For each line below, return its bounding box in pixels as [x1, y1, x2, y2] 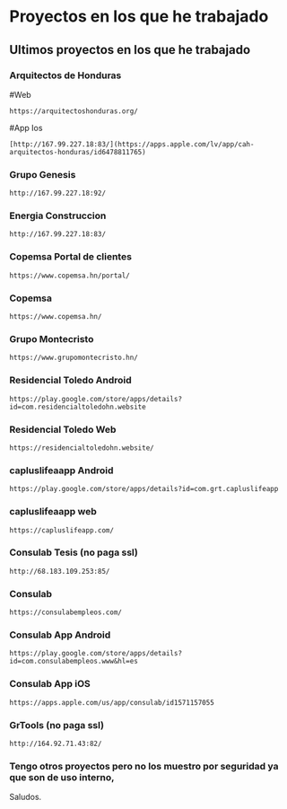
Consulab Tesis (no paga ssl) [9, 546, 139, 558]
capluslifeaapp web [9, 506, 97, 518]
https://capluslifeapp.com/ [9, 525, 115, 535]
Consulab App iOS [9, 678, 91, 690]
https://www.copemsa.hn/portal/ [9, 271, 130, 280]
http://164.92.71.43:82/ [9, 739, 102, 749]
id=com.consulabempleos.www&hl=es [9, 657, 139, 666]
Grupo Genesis [9, 168, 76, 180]
